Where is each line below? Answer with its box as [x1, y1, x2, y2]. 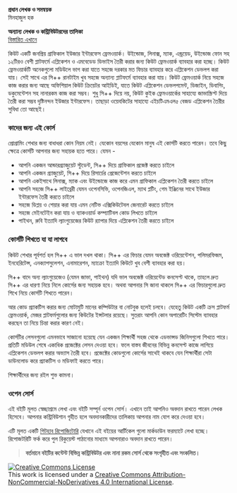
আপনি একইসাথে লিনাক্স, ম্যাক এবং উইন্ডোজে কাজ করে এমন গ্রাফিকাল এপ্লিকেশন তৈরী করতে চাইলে [18, 177, 214, 185]
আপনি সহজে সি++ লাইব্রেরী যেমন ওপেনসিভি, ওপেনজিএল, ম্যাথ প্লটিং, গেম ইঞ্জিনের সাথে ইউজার [18, 185, 210, 193]
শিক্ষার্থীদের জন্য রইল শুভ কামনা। [8, 370, 75, 379]
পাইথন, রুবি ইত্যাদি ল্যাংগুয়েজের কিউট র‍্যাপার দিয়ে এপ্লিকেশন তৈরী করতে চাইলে [18, 217, 174, 225]
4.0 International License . [100, 477, 174, 486]
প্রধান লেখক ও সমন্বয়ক [8, 6, 52, 13]
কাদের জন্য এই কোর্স [8, 123, 56, 133]
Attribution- [152, 470, 186, 478]
